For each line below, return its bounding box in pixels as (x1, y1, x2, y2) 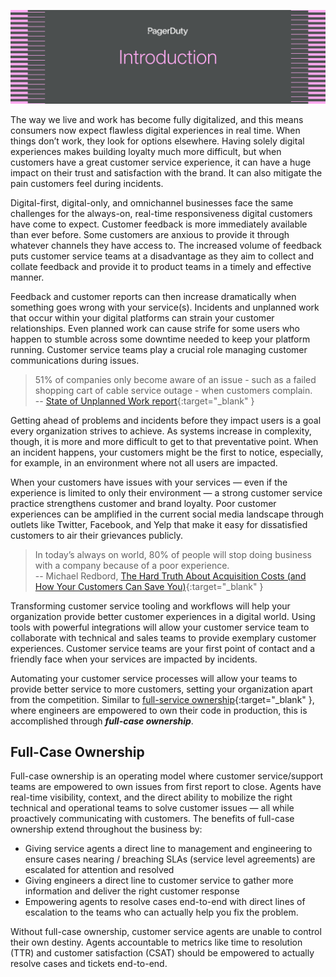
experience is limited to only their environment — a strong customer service (10, 486, 323, 499)
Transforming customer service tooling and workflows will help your (10, 600, 291, 612)
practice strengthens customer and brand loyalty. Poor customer (10, 497, 277, 509)
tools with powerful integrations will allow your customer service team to (10, 621, 310, 633)
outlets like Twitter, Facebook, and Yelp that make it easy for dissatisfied (10, 518, 308, 530)
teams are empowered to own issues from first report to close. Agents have (10, 781, 322, 793)
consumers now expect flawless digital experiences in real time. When (10, 124, 301, 136)
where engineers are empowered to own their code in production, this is (10, 704, 308, 716)
